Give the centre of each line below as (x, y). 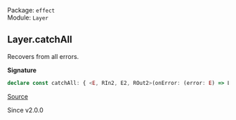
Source (18, 96)
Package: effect (31, 10)
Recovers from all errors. (43, 56)
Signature (22, 70)
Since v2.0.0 (25, 110)
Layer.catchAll (40, 40)
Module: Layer (28, 18)
